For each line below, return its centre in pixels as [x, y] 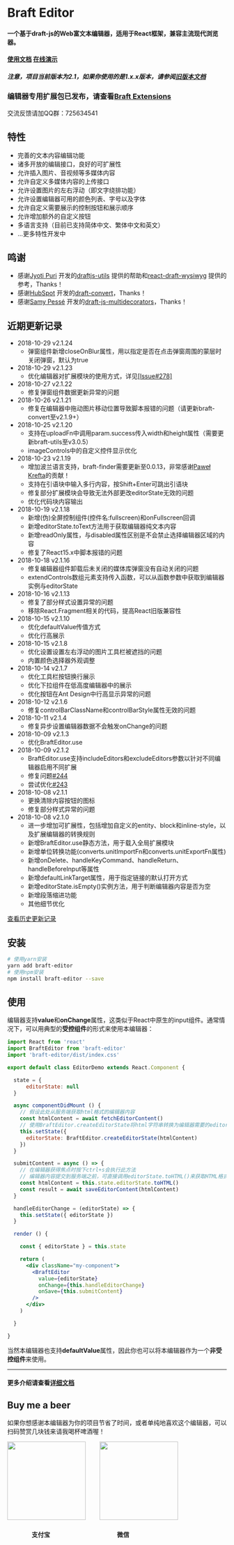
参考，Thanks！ [40, 284]
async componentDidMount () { [57, 1105]
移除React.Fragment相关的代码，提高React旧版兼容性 [104, 611]
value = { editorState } [68, 1279]
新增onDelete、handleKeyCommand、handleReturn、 [105, 860]
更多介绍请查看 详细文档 [41, 1383]
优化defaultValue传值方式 [64, 627]
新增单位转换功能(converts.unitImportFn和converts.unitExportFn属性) [127, 852]
